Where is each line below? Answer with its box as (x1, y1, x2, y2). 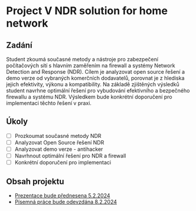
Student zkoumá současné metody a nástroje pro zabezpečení (6, 56, 158, 62)
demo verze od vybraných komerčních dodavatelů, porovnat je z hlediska (6, 75, 185, 81)
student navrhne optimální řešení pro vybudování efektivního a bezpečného (6, 87, 190, 94)
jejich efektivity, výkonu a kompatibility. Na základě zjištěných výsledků (6, 81, 180, 88)
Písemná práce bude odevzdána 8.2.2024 (14, 198, 117, 205)
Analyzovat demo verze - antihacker (14, 146, 103, 153)
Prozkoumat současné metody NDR (14, 132, 102, 139)
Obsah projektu (6, 176, 64, 186)
